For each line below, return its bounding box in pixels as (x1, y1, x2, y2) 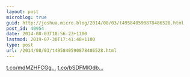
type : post (6, 42, 34, 48)
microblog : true (6, 14, 47, 20)
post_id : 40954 (6, 25, 44, 32)
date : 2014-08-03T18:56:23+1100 (6, 31, 87, 37)
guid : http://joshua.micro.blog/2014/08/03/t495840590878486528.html (6, 20, 185, 26)
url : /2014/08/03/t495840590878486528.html (6, 48, 117, 54)
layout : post (6, 8, 39, 15)
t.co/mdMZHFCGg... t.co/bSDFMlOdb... (6, 64, 104, 71)
